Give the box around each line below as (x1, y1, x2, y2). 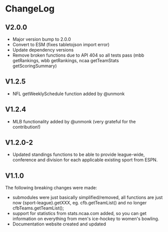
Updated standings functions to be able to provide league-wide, (12, 151, 145, 158)
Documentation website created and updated (12, 221, 106, 227)
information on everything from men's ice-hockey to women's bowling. (12, 216, 159, 222)
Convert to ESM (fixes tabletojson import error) (12, 42, 110, 48)
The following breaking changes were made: (5, 185, 97, 191)
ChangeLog (5, 3, 55, 15)
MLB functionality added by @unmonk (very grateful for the (12, 118, 136, 124)
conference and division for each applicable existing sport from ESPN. (12, 157, 158, 163)
